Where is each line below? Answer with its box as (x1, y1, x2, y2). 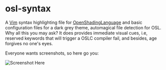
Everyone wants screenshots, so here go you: (5, 50, 99, 56)
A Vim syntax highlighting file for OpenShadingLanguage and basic (5, 19, 143, 25)
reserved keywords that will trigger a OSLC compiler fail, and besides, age (5, 35, 157, 41)
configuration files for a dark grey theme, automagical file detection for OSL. (5, 24, 162, 30)
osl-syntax (5, 3, 51, 14)
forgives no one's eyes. (5, 40, 53, 46)
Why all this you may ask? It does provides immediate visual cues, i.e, (5, 30, 148, 36)
